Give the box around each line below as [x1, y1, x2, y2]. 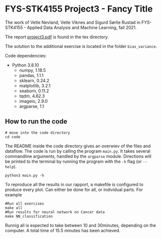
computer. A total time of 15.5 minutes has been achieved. [5, 227, 120, 233]
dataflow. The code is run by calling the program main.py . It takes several [5, 148, 151, 154]
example [5, 191, 22, 197]
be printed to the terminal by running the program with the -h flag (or [5, 159, 142, 164]
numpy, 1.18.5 [19, 67, 46, 73]
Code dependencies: [5, 52, 47, 59]
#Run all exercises [5, 201, 44, 206]
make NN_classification [5, 214, 53, 219]
